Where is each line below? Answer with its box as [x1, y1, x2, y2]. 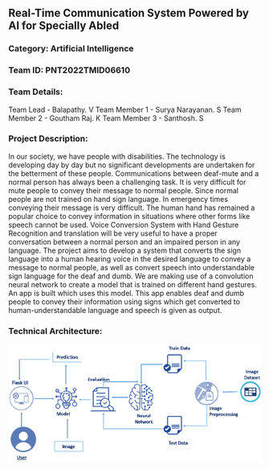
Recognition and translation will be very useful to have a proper [8, 228, 218, 238]
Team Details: [8, 86, 63, 97]
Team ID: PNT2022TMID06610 [8, 64, 131, 76]
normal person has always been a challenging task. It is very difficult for [8, 177, 247, 187]
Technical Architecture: [8, 325, 103, 336]
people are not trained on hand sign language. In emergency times [8, 194, 229, 204]
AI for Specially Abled [8, 19, 120, 33]
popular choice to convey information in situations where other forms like [8, 211, 251, 220]
